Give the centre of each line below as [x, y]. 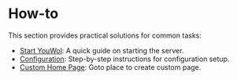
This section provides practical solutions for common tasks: [105, 35]
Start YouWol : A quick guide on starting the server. [102, 50]
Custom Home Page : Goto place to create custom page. [110, 67]
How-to [33, 14]
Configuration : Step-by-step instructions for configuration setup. [124, 59]
